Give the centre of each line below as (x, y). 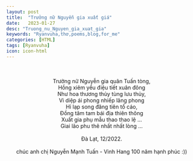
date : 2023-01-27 (31, 23)
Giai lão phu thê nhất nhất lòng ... (102, 126)
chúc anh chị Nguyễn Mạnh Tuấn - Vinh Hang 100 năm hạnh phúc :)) (102, 151)
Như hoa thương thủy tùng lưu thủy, (102, 93)
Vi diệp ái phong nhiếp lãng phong (102, 100)
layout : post (23, 12)
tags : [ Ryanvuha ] (28, 46)
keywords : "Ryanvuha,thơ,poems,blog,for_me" (63, 34)
